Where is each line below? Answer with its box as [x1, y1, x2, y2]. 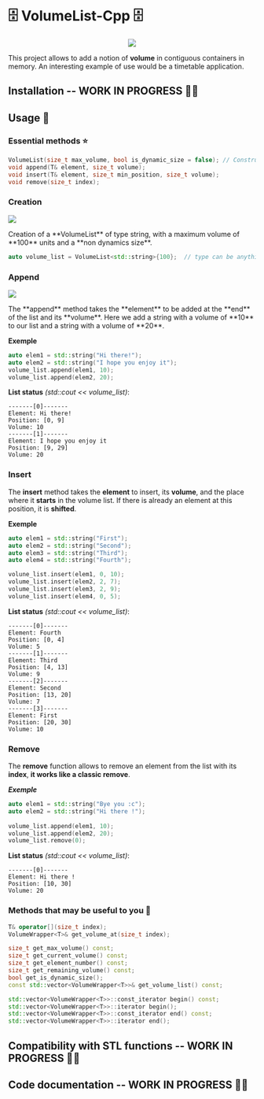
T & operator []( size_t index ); [8, 923, 108, 931]
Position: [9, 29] [8, 444, 68, 452]
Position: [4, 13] [8, 663, 68, 671]
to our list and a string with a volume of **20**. [8, 320, 165, 330]
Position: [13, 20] [8, 690, 72, 698]
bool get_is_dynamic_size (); [8, 974, 104, 982]
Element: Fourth [8, 628, 61, 637]
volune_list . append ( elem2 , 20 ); [8, 829, 114, 838]
